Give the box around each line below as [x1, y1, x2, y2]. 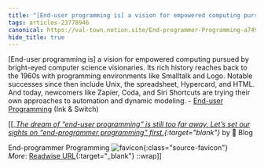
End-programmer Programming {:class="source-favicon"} [8, 143, 229, 152]
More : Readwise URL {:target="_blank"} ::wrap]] [8, 152, 163, 161]
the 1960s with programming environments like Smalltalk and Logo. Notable [8, 71, 253, 80]
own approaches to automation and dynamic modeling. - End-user [8, 96, 224, 105]
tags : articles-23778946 [8, 19, 90, 27]
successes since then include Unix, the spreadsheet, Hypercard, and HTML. [8, 80, 255, 89]
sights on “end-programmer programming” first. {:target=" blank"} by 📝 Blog [8, 128, 254, 138]
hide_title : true [8, 33, 65, 41]
